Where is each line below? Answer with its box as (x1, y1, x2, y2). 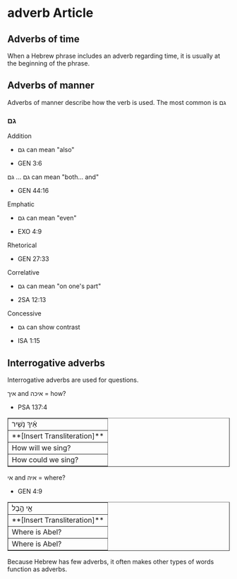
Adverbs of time (7, 33, 80, 45)
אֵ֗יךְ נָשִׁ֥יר (11, 419, 37, 429)
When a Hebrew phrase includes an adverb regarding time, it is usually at (7, 51, 221, 60)
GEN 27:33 (17, 255, 49, 263)
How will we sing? (11, 442, 71, 452)
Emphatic (7, 200, 35, 208)
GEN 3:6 (17, 159, 42, 168)
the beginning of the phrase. (7, 59, 90, 68)
